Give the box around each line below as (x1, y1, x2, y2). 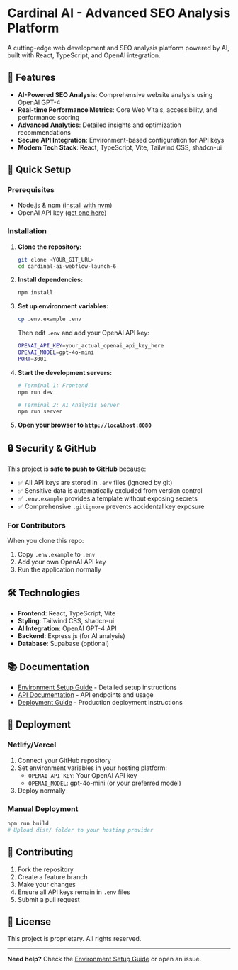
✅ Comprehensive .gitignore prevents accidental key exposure (17, 502, 205, 511)
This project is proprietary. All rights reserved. (7, 935, 142, 943)
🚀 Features (7, 72, 56, 84)
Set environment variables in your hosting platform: (17, 764, 168, 772)
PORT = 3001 (17, 355, 47, 362)
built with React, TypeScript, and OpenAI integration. (7, 51, 161, 60)
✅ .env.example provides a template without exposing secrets (17, 494, 198, 503)
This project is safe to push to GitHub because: (7, 464, 147, 473)
